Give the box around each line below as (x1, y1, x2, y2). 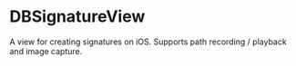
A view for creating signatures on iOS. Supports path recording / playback (9, 36, 287, 47)
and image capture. (9, 45, 83, 56)
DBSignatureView (9, 6, 146, 27)
